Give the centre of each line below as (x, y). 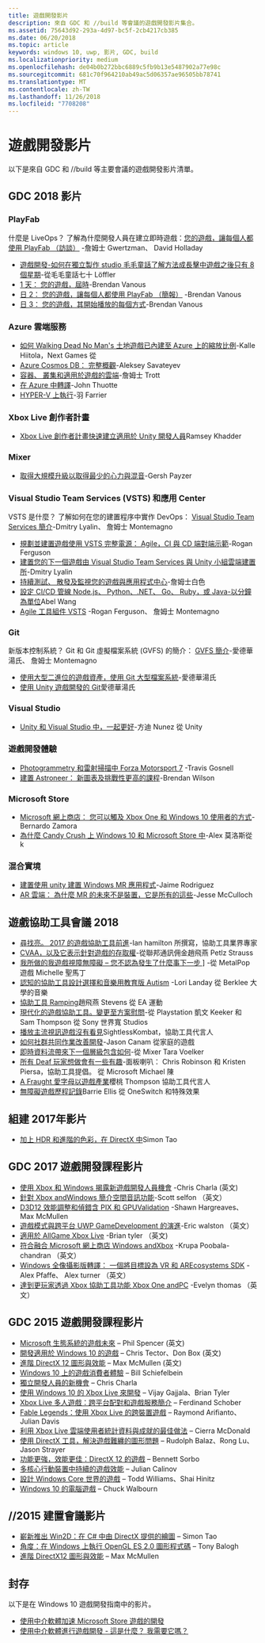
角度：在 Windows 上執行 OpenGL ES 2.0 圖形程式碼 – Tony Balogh (129, 1546)
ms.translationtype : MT (47, 82)
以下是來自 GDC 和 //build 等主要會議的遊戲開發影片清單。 (103, 169)
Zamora (64, 826)
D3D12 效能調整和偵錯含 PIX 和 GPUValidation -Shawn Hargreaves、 (131, 1207)
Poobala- (215, 1245)
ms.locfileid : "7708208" (49, 104)
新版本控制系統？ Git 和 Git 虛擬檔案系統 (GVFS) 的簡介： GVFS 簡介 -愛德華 (131, 651)
